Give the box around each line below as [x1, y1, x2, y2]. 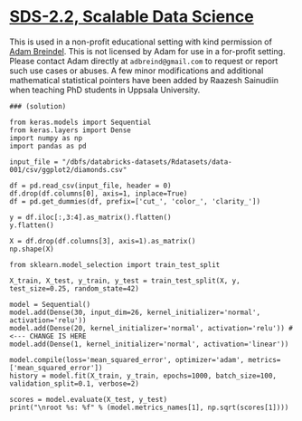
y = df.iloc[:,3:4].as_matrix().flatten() [9, 213, 172, 222]
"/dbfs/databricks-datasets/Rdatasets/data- [61, 157, 232, 167]
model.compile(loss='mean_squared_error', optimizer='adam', [9, 355, 245, 364]
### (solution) [9, 101, 67, 110]
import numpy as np [9, 133, 83, 142]
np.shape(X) [9, 244, 54, 254]
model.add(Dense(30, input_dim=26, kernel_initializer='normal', [9, 308, 260, 317]
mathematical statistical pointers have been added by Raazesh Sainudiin [9, 74, 278, 85]
